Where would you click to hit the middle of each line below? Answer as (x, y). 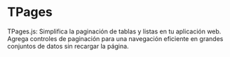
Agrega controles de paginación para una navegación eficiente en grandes (115, 38)
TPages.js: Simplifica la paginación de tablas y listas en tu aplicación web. (114, 31)
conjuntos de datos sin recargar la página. (68, 46)
